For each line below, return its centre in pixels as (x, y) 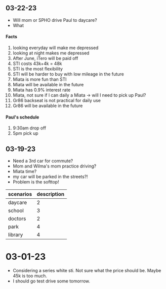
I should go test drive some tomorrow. (51, 281)
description (51, 194)
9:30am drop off (29, 128)
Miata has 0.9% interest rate (41, 90)
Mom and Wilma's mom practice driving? (55, 166)
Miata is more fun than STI (40, 79)
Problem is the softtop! (36, 182)
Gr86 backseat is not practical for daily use (57, 101)
